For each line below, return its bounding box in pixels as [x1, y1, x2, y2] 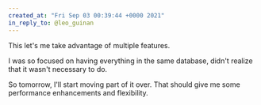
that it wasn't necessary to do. [8, 64, 108, 73]
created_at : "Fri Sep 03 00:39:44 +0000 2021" [8, 11, 165, 20]
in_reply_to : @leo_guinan [8, 19, 94, 27]
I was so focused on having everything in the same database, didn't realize [8, 56, 253, 66]
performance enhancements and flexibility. [8, 88, 148, 97]
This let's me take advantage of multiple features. [8, 40, 171, 50]
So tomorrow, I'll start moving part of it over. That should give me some [8, 80, 240, 89]
